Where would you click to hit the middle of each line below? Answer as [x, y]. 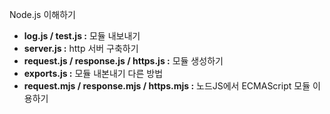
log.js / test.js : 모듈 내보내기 [82, 36]
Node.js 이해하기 [42, 14]
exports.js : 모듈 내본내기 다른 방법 [93, 73]
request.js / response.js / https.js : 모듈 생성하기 [123, 61]
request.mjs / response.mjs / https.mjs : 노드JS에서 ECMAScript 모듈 [167, 86]
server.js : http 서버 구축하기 [81, 48]
